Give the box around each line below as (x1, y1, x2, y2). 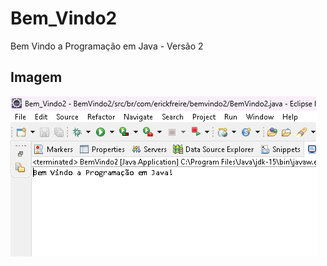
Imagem (10, 69, 63, 86)
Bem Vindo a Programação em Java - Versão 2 (10, 40, 204, 52)
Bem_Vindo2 (10, 7, 118, 30)
